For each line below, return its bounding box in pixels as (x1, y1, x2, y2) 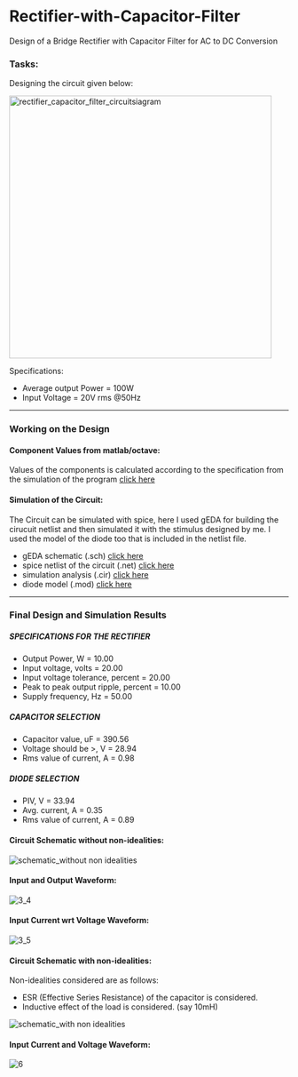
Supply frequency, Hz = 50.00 (21, 691, 133, 702)
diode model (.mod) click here (21, 578, 133, 589)
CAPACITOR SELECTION (9, 712, 101, 722)
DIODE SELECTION (9, 773, 80, 784)
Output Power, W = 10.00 (21, 653, 114, 664)
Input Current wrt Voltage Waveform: (9, 915, 149, 926)
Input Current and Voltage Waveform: (9, 1039, 151, 1049)
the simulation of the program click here (9, 474, 155, 485)
